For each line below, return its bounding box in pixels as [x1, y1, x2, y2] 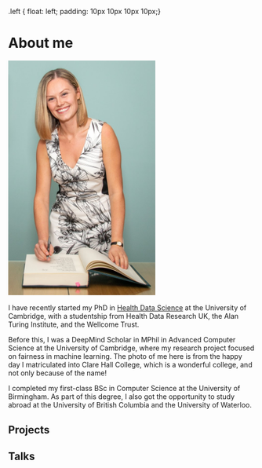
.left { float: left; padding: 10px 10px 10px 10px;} [8, 7, 161, 16]
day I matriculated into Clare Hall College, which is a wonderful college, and [8, 360, 253, 370]
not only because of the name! [8, 368, 107, 378]
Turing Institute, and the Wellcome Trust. [8, 320, 140, 329]
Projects [8, 423, 50, 437]
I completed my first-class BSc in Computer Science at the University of [8, 384, 241, 393]
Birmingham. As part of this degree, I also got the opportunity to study [8, 392, 235, 401]
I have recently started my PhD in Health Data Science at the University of [8, 303, 247, 313]
